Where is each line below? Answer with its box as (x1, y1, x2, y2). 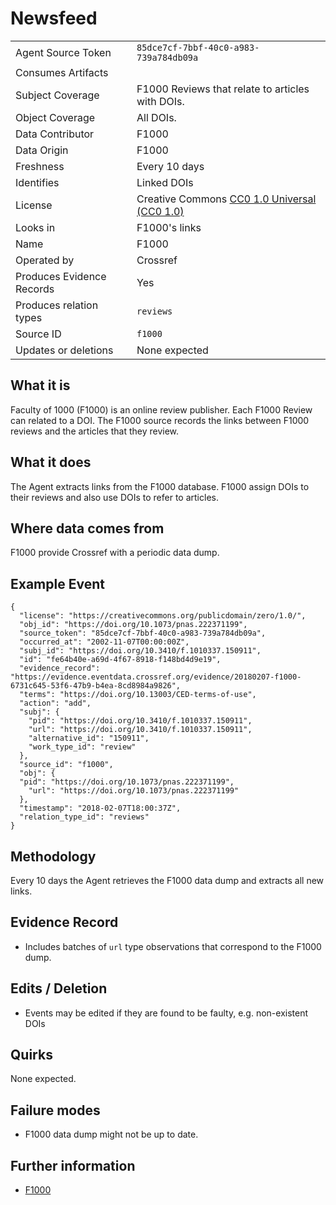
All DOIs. (136, 110, 177, 124)
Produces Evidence (15, 269, 107, 283)
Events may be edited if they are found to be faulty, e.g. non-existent (24, 1007, 309, 1019)
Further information (10, 1157, 136, 1174)
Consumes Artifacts (15, 65, 109, 79)
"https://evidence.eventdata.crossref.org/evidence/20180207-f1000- (10, 672, 302, 682)
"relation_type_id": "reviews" (19, 812, 150, 822)
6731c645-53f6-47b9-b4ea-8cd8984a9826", (10, 681, 182, 691)
